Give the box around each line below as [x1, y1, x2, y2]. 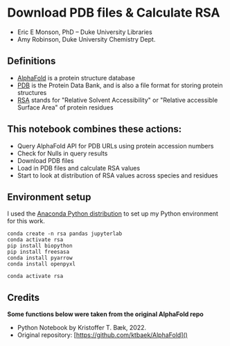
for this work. [7, 217, 45, 225]
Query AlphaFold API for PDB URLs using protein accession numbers [17, 141, 214, 150]
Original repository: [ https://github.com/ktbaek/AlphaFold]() [17, 331, 188, 339]
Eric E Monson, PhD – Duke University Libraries [17, 28, 152, 36]
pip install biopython [7, 243, 73, 250]
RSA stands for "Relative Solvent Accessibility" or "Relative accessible [17, 96, 218, 104]
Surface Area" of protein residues [17, 103, 114, 112]
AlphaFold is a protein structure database [17, 73, 135, 82]
